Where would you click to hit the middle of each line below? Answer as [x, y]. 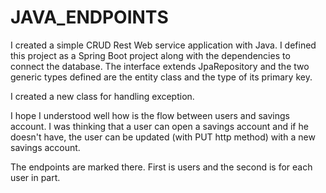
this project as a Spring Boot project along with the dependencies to [150, 55]
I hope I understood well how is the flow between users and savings [150, 115]
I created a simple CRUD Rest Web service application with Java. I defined [163, 45]
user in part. [35, 177]
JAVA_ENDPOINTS [89, 17]
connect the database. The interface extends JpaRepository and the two [160, 66]
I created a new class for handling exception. [102, 96]
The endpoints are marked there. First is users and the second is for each [161, 167]
